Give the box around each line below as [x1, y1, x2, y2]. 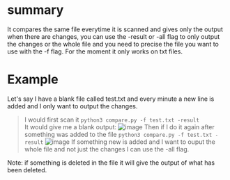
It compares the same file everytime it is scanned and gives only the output [7, 25, 223, 33]
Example [7, 72, 59, 88]
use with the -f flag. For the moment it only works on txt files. [7, 47, 183, 56]
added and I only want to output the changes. [7, 101, 138, 110]
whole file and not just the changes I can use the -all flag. [24, 145, 190, 153]
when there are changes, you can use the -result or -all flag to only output [7, 32, 220, 40]
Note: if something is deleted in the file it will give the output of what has [7, 158, 215, 167]
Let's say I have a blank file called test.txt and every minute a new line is [7, 95, 215, 103]
